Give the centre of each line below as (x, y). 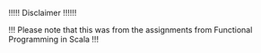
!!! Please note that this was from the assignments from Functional (130, 30)
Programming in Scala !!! (54, 39)
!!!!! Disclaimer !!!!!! (43, 13)
